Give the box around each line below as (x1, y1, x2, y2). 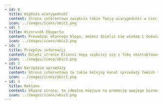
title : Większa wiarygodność (9, 12, 68, 16)
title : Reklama (9, 83, 40, 89)
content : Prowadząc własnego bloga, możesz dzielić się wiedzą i (9, 34, 145, 39)
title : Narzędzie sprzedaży (9, 66, 66, 71)
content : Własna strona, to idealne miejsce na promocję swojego (9, 88, 145, 93)
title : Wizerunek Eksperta (9, 30, 64, 34)
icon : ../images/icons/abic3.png (9, 57, 77, 61)
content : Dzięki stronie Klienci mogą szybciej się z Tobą (9, 52, 131, 57)
